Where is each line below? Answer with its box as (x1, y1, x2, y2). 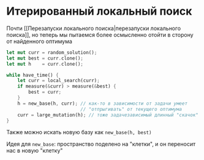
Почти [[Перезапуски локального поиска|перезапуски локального (6, 25, 181, 32)
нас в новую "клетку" (6, 147, 63, 154)
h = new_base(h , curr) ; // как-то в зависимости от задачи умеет (17, 100, 188, 107)
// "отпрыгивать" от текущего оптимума (80, 106, 183, 112)
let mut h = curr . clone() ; (6, 61, 84, 67)
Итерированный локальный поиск (6, 4, 192, 18)
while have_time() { (6, 72, 59, 78)
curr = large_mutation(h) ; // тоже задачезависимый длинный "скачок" (17, 112, 199, 118)
